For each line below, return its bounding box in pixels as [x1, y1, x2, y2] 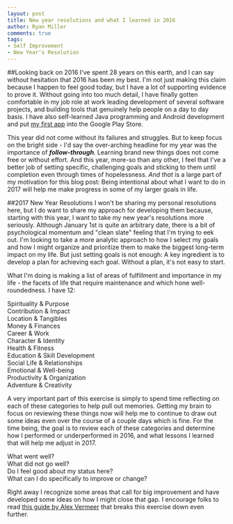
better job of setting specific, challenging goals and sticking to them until [7, 163, 216, 171]
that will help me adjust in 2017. [7, 438, 97, 447]
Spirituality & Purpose [7, 299, 70, 308]
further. [7, 509, 29, 518]
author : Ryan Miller [7, 23, 67, 30]
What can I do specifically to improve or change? [7, 474, 147, 482]
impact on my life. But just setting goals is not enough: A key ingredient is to [7, 250, 225, 258]
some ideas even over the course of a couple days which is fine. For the [7, 416, 214, 424]
